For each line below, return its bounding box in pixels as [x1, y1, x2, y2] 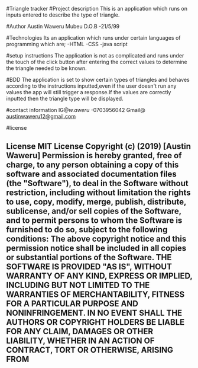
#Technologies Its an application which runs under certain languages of [6, 34, 181, 41]
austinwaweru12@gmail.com [6, 113, 76, 120]
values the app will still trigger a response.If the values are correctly [6, 89, 171, 95]
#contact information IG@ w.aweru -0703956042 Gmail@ [6, 107, 146, 113]
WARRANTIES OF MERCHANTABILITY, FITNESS [6, 290, 185, 300]
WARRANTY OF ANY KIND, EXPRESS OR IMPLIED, [6, 271, 193, 281]
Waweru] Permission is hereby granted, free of [6, 151, 182, 161]
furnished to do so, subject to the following [6, 225, 168, 235]
